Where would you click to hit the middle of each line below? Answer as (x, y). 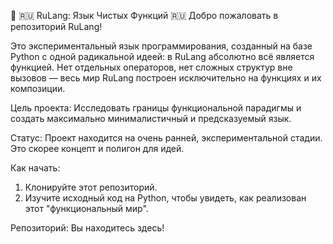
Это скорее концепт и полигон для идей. (97, 148)
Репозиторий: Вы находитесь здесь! (87, 228)
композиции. (38, 88)
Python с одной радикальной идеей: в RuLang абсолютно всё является (162, 56)
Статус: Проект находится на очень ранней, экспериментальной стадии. (166, 138)
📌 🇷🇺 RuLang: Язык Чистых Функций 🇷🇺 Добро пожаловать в (144, 15)
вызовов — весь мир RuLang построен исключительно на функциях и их (166, 78)
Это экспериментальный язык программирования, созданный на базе (161, 46)
